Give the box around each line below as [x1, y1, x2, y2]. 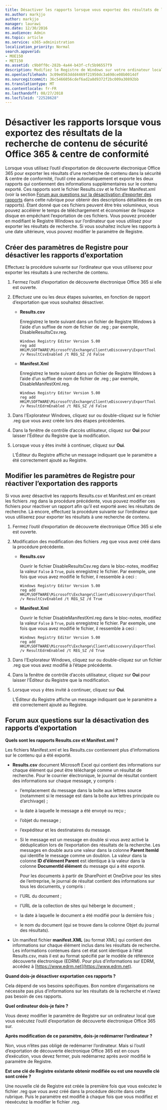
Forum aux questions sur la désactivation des [5, 716, 149, 725]
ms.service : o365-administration [5, 40, 75, 45]
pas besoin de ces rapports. [5, 993, 63, 999]
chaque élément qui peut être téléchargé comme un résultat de [12, 767, 142, 773]
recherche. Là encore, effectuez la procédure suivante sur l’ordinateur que [5, 508, 158, 514]
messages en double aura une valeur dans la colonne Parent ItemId [19, 847, 159, 853]
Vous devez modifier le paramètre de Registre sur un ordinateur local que [5, 1012, 156, 1018]
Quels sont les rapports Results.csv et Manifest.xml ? [5, 737, 118, 743]
